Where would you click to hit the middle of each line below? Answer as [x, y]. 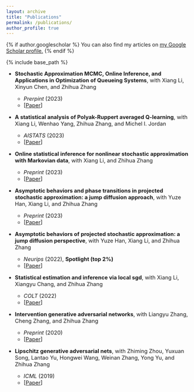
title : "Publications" [34, 17]
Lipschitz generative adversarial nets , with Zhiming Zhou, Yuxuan [99, 351]
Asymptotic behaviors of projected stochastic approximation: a [97, 235]
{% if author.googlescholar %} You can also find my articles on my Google [96, 45]
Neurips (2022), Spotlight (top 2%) [68, 259]
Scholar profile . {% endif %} [40, 51]
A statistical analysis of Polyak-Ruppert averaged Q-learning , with [101, 117]
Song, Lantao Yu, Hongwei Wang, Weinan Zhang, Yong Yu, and [94, 358]
